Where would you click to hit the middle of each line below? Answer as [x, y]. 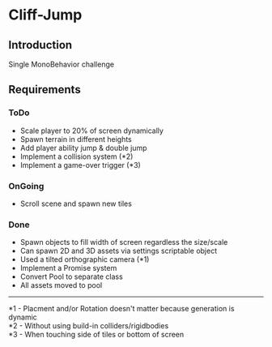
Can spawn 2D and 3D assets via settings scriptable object [118, 251]
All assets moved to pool [61, 285]
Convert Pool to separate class [71, 276]
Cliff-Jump [45, 15]
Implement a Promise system [68, 268]
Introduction [40, 45]
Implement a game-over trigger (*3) [81, 165]
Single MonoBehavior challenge [62, 64]
